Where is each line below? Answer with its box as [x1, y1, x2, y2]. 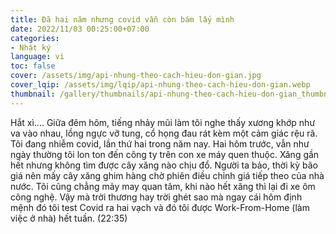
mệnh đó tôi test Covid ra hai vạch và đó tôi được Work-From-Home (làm [10, 201, 310, 213]
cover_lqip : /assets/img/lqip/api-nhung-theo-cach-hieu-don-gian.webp [10, 80, 311, 90]
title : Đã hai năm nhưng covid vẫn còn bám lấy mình [10, 14, 235, 25]
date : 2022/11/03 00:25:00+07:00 [10, 24, 150, 34]
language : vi [10, 52, 65, 62]
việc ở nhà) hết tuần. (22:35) [10, 212, 128, 224]
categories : [10, 33, 60, 43]
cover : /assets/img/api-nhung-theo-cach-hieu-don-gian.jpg [10, 71, 262, 81]
